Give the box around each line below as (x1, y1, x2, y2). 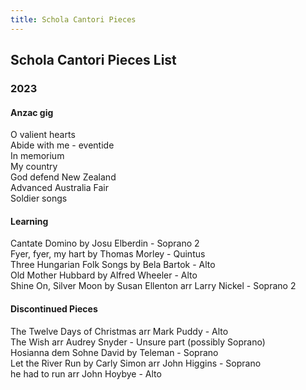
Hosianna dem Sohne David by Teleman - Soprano (10, 346, 219, 358)
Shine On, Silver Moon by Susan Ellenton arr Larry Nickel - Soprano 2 (10, 280, 297, 292)
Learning (10, 215, 49, 227)
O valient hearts (10, 129, 76, 141)
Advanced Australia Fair (10, 182, 109, 194)
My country (10, 161, 58, 173)
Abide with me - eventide (10, 139, 115, 151)
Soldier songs (10, 192, 68, 205)
